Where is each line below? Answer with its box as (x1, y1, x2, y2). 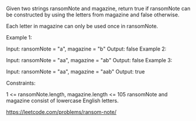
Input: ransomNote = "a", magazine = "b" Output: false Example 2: (6, 45, 167, 52)
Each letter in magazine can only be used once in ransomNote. (6, 23, 158, 29)
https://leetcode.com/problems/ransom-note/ (6, 109, 117, 115)
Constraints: (6, 79, 36, 86)
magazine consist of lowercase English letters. (6, 97, 119, 104)
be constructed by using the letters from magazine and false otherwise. (6, 11, 180, 18)
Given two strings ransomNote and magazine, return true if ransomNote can (6, 5, 191, 12)
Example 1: (6, 34, 32, 41)
